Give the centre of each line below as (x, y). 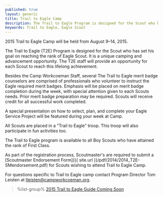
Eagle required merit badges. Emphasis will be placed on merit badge (74, 86)
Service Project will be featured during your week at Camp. (64, 116)
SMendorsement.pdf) (26, 165)
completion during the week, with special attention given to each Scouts (77, 91)
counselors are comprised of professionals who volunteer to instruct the (77, 81)
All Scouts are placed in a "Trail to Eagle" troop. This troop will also (72, 126)
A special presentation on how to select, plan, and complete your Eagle (76, 111)
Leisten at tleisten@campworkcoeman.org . (48, 180)
